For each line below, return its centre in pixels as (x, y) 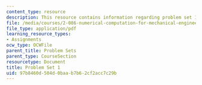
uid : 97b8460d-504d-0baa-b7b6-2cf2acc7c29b (62, 73)
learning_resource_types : (38, 34)
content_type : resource (36, 12)
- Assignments (24, 40)
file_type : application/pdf (41, 28)
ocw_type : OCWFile (29, 45)
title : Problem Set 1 (33, 67)
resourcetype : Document (36, 62)
